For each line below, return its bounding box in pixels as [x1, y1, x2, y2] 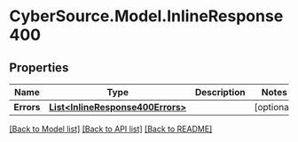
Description [194, 86, 246, 98]
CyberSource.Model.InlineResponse [9, 6, 284, 26]
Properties [9, 60, 69, 75]
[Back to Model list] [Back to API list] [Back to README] [9, 123, 213, 134]
